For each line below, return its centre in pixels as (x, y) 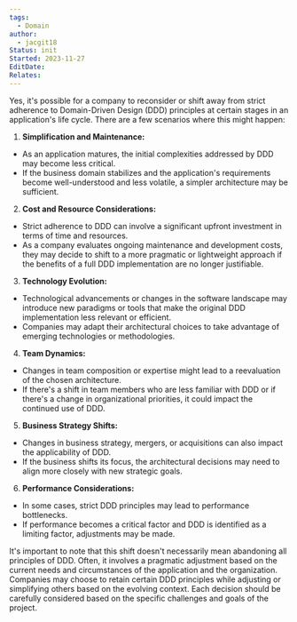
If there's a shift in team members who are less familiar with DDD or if (149, 389)
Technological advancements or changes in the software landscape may (155, 298)
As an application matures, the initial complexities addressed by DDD (148, 154)
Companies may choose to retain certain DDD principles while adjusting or (145, 579)
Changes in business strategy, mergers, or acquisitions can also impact (152, 443)
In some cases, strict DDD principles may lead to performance (136, 505)
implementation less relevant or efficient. (96, 317)
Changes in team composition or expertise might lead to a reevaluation (151, 371)
